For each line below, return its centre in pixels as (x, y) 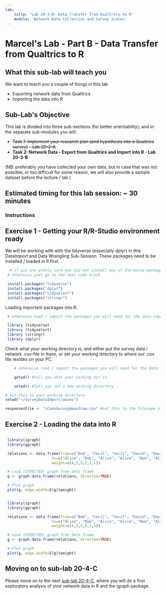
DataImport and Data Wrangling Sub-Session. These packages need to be (81, 256)
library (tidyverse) (28, 326)
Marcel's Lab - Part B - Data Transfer (82, 43)
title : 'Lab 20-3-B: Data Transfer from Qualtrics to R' (74, 14)
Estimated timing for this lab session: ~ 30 (72, 193)
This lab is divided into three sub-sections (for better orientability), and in (80, 127)
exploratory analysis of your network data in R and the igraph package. (77, 586)
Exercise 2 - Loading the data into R (61, 424)
